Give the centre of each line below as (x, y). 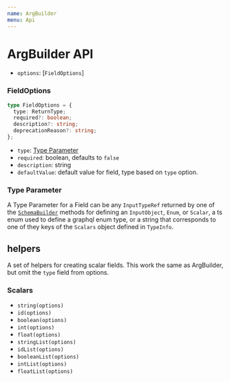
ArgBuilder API (50, 54)
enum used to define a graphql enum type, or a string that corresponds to (112, 220)
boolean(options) (42, 321)
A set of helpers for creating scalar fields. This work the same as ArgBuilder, (115, 265)
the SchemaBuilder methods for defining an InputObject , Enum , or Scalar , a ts (115, 212)
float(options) (39, 335)
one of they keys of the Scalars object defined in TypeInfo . (91, 227)
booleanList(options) (48, 357)
